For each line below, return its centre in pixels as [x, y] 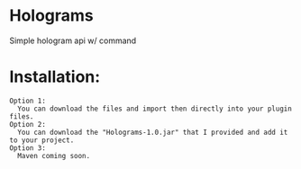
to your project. [42, 140]
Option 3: [28, 148]
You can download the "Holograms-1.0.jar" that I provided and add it [153, 132]
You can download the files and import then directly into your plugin [155, 109]
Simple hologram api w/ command [73, 40]
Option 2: [28, 124]
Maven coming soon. [54, 156]
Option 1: [28, 101]
